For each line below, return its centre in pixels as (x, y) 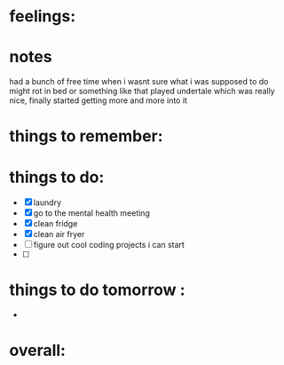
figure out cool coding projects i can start (109, 245)
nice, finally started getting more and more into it (99, 100)
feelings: (43, 16)
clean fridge (55, 224)
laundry (47, 202)
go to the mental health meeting (92, 213)
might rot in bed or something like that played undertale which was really (142, 91)
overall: (38, 350)
